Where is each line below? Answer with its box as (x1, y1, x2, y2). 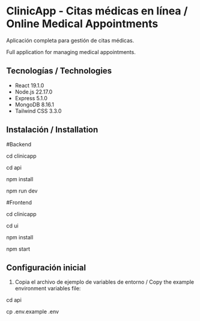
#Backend (6, 140, 32, 148)
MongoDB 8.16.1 (14, 101, 54, 108)
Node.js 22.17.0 (14, 88, 53, 95)
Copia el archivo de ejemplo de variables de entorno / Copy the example (14, 278, 194, 286)
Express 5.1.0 (14, 94, 48, 101)
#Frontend (6, 199, 32, 206)
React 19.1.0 (14, 82, 44, 89)
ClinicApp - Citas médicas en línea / (6, 4, 188, 18)
